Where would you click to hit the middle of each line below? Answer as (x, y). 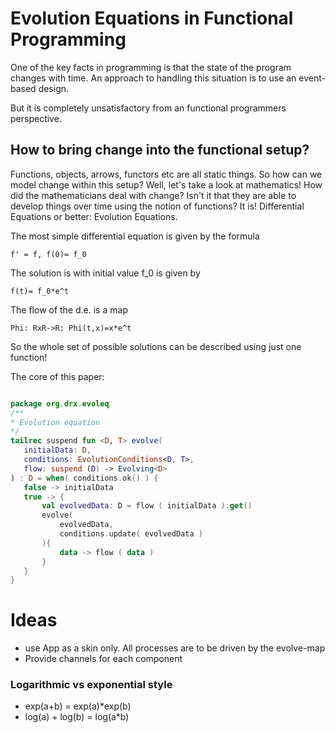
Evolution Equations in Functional (152, 18)
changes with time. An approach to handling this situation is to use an (153, 78)
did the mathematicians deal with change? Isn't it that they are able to (153, 195)
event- (312, 78)
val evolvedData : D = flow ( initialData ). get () (147, 506)
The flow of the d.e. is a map (69, 309)
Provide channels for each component (103, 659)
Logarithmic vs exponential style (91, 685)
